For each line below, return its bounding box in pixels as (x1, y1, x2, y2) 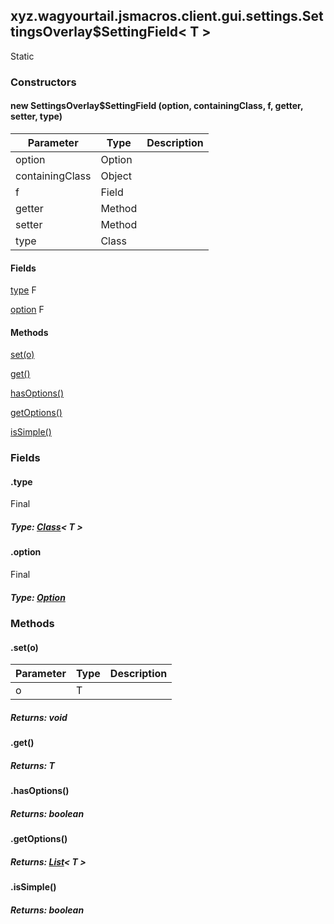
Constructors (10, 75, 77, 89)
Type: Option (10, 591, 66, 603)
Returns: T (10, 759, 55, 771)
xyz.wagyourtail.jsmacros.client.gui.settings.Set (10, 8, 324, 25)
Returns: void (10, 711, 68, 723)
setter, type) (10, 110, 63, 123)
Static (10, 50, 35, 62)
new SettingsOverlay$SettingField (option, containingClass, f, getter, (10, 100, 304, 112)
